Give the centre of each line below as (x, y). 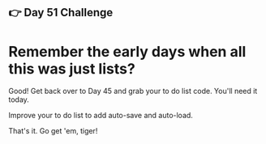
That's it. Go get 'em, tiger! (53, 131)
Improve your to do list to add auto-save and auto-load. (101, 116)
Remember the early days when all (127, 51)
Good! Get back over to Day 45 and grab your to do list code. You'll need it (133, 91)
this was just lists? (72, 68)
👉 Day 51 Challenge (61, 13)
